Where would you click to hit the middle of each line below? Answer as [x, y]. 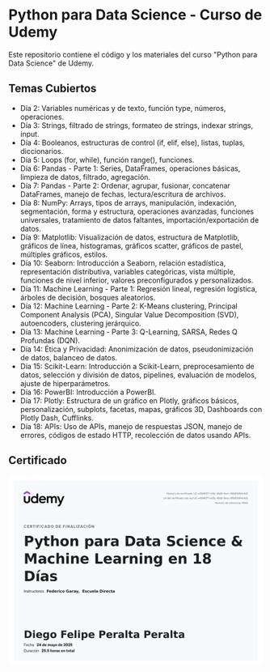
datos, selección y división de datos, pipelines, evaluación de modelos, [138, 375]
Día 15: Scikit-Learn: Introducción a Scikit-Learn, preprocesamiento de [137, 366]
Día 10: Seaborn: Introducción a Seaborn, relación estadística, [123, 263]
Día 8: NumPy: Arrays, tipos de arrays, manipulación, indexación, [128, 202]
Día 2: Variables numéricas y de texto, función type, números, [123, 108]
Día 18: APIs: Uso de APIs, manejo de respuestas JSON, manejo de [131, 426]
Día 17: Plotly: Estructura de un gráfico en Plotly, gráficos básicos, [129, 400]
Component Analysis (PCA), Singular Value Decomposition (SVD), [129, 314]
